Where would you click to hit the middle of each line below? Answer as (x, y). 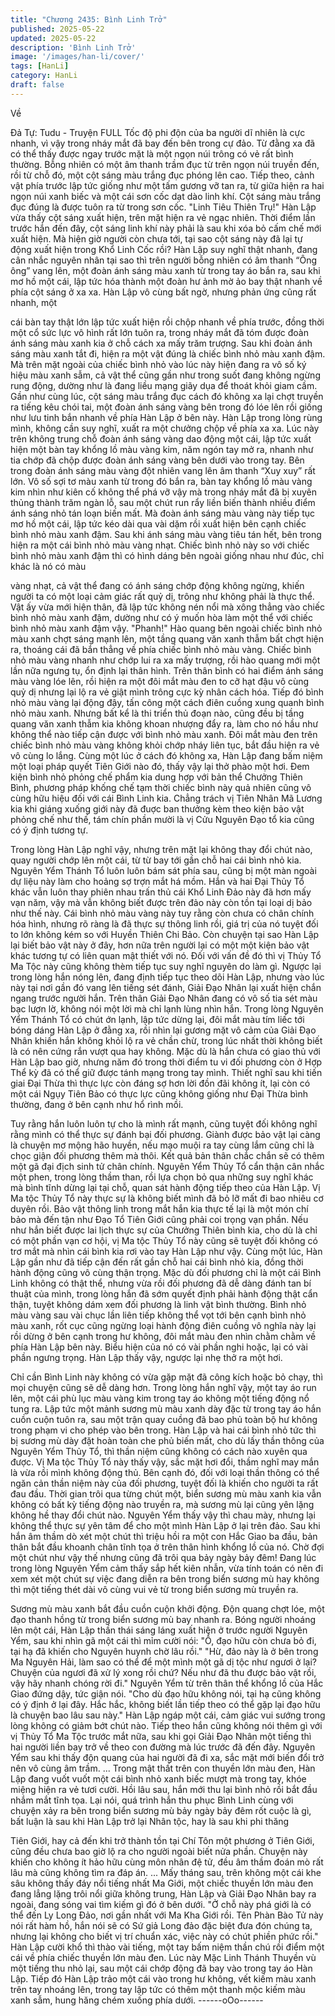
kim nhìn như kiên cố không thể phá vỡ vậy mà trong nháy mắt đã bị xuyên (164, 492)
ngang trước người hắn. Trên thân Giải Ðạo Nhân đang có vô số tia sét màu (164, 998)
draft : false (37, 85)
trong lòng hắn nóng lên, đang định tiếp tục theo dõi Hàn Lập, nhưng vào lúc (167, 977)
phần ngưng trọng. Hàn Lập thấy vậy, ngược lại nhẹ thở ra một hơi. (146, 1357)
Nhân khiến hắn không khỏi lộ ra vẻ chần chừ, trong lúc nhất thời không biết (166, 1040)
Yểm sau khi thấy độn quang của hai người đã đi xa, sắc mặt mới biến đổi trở (167, 1757)
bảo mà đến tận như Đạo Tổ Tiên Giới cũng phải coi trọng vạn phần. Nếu (159, 1219)
